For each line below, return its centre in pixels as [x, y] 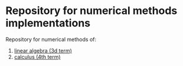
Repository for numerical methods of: [51, 39]
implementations [48, 23]
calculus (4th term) [37, 57]
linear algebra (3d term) [43, 50]
